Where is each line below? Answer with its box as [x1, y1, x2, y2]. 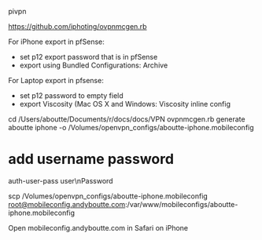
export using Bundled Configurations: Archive [19, 60, 168, 70]
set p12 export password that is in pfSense [19, 53, 158, 61]
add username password [8, 151, 175, 168]
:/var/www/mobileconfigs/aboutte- [124, 199, 238, 209]
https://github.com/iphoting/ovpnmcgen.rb [8, 22, 147, 31]
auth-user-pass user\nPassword [8, 176, 113, 185]
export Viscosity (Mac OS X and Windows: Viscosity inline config [19, 100, 231, 108]
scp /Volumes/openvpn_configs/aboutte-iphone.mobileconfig [8, 191, 208, 201]
